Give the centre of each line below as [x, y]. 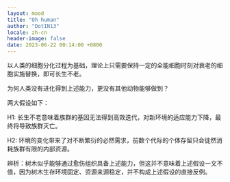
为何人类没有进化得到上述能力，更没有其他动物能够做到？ [88, 88]
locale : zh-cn [27, 32]
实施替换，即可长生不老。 [49, 74]
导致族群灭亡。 [40, 126]
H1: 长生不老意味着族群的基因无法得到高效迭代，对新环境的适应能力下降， [111, 117]
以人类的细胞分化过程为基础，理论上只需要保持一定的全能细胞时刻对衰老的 [112, 65]
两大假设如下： [28, 103]
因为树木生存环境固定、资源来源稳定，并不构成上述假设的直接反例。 [115, 172]
